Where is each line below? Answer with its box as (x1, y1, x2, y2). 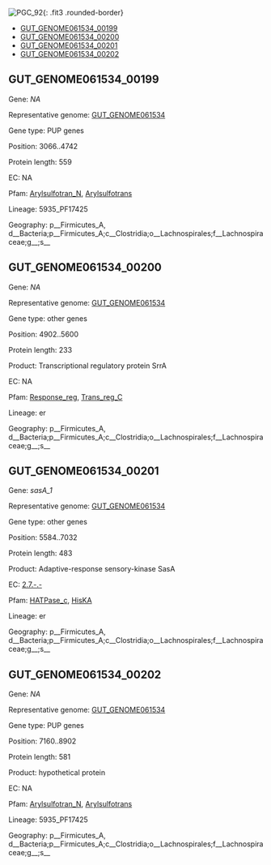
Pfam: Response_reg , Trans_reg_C (8, 392, 123, 401)
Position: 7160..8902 (8, 736, 77, 746)
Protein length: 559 (8, 156, 73, 166)
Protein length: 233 (8, 345, 73, 354)
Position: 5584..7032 (8, 533, 78, 542)
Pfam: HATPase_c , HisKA (8, 596, 92, 606)
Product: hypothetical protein (8, 768, 106, 777)
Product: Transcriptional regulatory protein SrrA (8, 361, 167, 370)
